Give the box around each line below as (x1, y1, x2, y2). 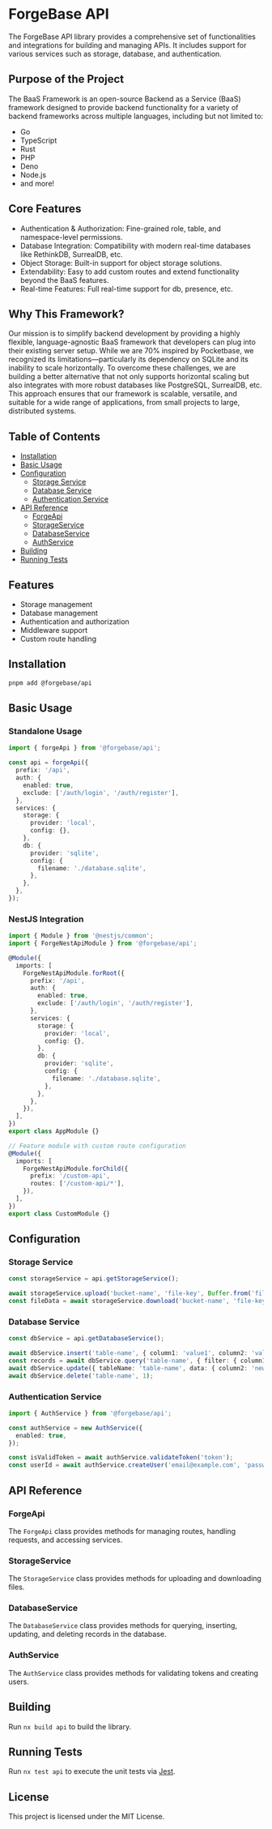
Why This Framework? (8, 307, 125, 321)
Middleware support (19, 626, 88, 635)
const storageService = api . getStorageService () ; (8, 1275, 180, 1283)
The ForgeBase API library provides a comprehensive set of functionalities (8, 32, 257, 41)
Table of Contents (8, 429, 101, 443)
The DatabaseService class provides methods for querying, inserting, (8, 1621, 237, 1630)
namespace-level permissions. (19, 232, 123, 241)
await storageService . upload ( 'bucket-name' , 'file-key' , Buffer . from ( (8, 1289, 252, 1297)
